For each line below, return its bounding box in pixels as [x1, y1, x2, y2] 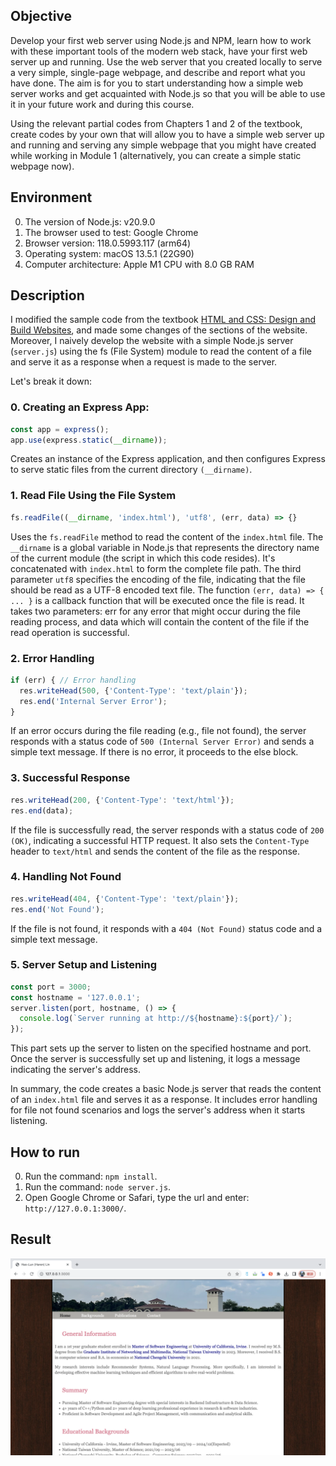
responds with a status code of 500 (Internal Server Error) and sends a [10, 735, 315, 748]
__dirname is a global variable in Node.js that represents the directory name [10, 541, 320, 553]
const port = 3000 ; [10, 982, 92, 992]
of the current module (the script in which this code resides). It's [10, 552, 276, 564]
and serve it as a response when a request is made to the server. [10, 356, 278, 368]
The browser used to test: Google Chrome [24, 226, 199, 238]
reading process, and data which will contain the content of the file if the [10, 615, 310, 628]
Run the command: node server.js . [24, 1181, 172, 1193]
